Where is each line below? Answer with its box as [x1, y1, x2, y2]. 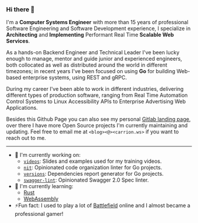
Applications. [6, 104, 38, 112]
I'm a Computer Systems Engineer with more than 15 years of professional [6, 19, 189, 26]
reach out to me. [6, 135, 46, 142]
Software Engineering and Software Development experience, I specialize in [6, 25, 191, 32]
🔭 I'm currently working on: [14, 152, 81, 159]
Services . [6, 38, 31, 45]
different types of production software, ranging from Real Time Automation [6, 91, 188, 99]
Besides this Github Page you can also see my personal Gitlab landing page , [6, 116, 191, 123]
